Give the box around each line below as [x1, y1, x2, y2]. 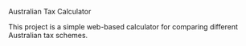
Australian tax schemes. [8, 31, 88, 40]
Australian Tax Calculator [8, 7, 92, 16]
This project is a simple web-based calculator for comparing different [8, 22, 239, 31]
